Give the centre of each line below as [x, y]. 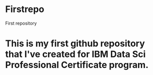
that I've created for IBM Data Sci [75, 54]
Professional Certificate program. [77, 65]
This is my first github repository [75, 44]
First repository [21, 23]
